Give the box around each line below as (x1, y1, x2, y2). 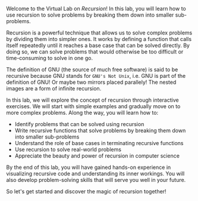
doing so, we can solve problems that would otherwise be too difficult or (6, 48, 184, 55)
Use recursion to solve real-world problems (14, 146, 122, 153)
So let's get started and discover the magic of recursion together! (6, 188, 166, 195)
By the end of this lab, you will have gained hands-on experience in (6, 164, 171, 171)
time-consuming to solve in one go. (6, 55, 93, 61)
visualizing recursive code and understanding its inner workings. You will (6, 170, 185, 177)
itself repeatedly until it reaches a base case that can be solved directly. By (6, 42, 190, 49)
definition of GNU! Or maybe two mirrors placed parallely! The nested (6, 78, 177, 86)
